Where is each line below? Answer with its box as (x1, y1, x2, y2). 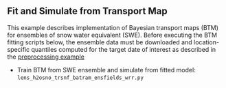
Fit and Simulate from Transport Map (7, 5, 168, 17)
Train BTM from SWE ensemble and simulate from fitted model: (16, 65, 196, 74)
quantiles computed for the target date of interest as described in (31, 45, 216, 53)
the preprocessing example (7, 53, 84, 61)
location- (193, 38, 220, 46)
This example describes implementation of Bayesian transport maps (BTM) (7, 23, 218, 31)
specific (7, 45, 30, 53)
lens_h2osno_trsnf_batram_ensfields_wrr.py (16, 74, 144, 81)
